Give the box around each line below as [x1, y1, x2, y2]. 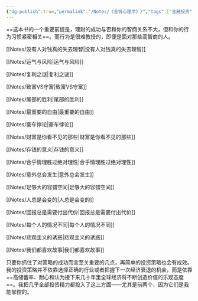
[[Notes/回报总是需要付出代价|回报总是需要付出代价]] [6, 208, 136, 215]
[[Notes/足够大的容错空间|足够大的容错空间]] [6, 184, 115, 191]
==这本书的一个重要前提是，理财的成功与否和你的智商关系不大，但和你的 [6, 25, 184, 32]
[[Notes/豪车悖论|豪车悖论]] [6, 120, 74, 127]
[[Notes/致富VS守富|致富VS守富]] [6, 83, 87, 90]
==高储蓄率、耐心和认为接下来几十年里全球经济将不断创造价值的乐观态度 [6, 273, 184, 280]
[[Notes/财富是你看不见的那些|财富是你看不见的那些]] [6, 133, 136, 140]
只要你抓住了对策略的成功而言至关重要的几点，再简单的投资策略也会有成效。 [6, 259, 193, 266]
